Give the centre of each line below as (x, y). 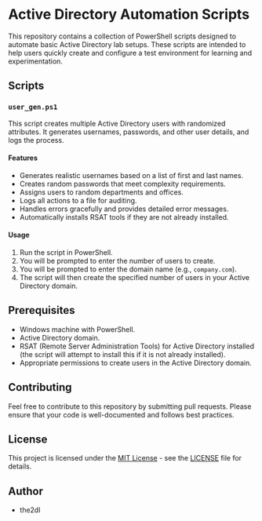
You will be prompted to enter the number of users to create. (117, 261)
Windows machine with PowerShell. (77, 329)
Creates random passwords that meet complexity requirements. (122, 184)
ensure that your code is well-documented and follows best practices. (121, 414)
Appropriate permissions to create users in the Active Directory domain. (136, 363)
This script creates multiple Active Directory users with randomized (117, 123)
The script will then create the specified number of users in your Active (134, 278)
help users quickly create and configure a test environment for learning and (130, 53)
